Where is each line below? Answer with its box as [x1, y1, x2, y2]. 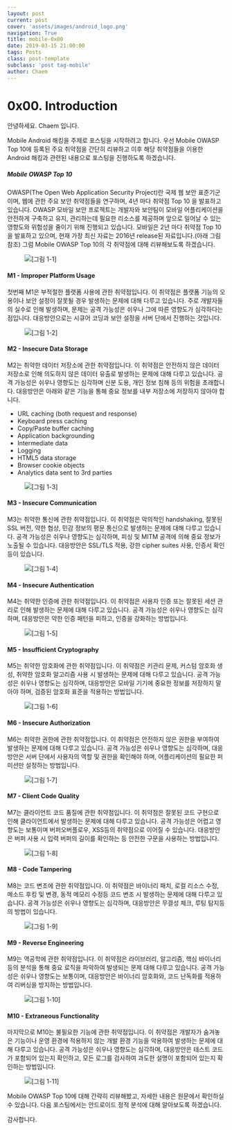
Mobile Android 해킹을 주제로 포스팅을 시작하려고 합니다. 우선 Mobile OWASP [7, 136, 220, 145]
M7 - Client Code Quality [7, 792, 80, 800]
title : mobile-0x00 [7, 36, 64, 43]
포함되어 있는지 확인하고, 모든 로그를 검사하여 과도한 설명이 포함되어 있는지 [14, 1054, 216, 1062]
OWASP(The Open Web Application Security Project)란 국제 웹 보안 [7, 188, 197, 197]
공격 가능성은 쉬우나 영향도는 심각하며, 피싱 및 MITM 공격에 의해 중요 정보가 [16, 533, 221, 541]
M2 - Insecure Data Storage [7, 344, 89, 353]
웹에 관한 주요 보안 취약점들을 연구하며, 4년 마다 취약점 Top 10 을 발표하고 [21, 197, 222, 205]
